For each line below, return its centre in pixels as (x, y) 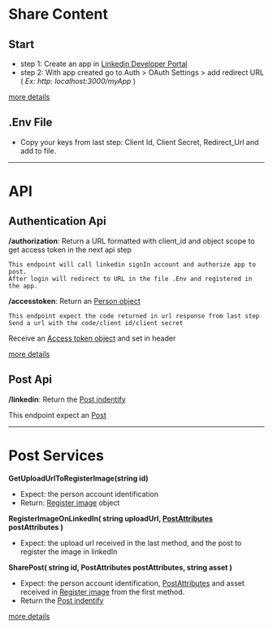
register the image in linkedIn (69, 552)
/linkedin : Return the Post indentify (67, 399)
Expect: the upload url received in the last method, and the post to (131, 543)
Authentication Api (58, 221)
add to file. (38, 151)
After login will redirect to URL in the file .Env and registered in (130, 279)
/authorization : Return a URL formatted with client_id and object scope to (132, 240)
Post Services (56, 455)
